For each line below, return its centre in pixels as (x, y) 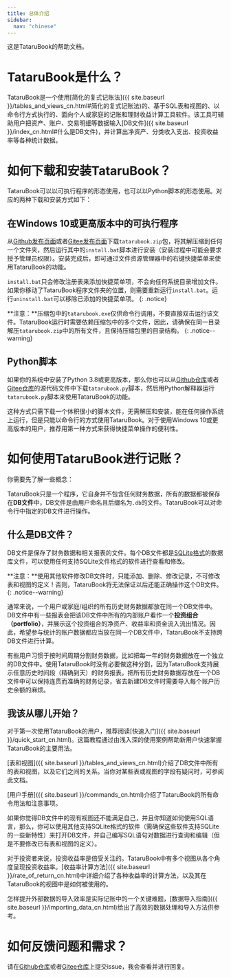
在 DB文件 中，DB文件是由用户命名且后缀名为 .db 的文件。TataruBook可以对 (112, 502)
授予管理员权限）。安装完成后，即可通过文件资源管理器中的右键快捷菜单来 (111, 259)
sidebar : (20, 20)
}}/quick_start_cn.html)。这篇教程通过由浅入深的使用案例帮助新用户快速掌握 (114, 740)
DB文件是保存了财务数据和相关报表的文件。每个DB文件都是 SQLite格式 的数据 (115, 552)
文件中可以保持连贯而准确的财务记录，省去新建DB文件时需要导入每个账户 (111, 681)
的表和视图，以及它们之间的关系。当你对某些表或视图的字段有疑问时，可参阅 (115, 771)
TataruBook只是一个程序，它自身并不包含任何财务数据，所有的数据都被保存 (114, 494)
